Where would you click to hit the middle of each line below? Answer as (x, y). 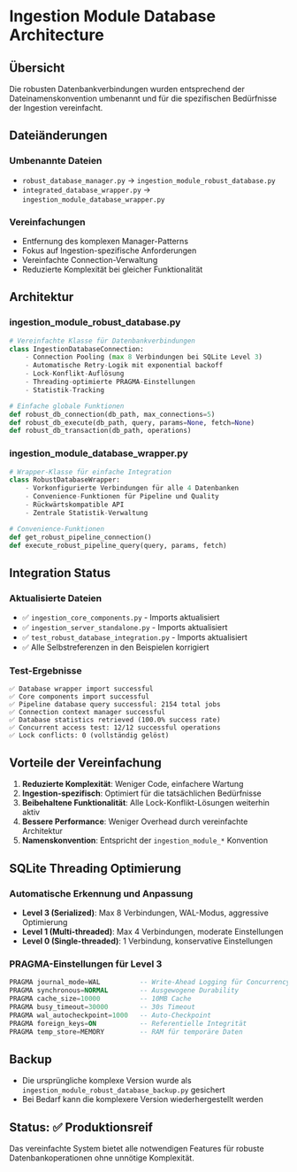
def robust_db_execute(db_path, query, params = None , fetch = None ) (132, 422)
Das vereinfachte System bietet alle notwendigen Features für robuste (137, 1149)
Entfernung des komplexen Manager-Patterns (105, 241)
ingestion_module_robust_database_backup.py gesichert (123, 1090)
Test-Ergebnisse (46, 671)
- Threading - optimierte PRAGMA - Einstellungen (110, 382)
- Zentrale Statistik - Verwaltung (87, 513)
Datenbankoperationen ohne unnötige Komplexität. (102, 1158)
